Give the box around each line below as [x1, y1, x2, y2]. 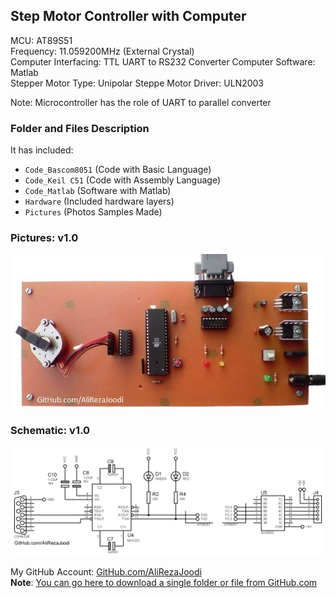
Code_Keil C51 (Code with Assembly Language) [24, 174, 222, 186]
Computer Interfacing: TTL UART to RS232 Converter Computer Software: [10, 55, 316, 68]
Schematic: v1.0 [10, 424, 90, 438]
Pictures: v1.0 [10, 231, 79, 245]
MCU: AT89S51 [10, 34, 73, 46]
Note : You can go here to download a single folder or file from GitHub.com [10, 576, 318, 588]
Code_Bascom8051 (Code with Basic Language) [24, 164, 212, 176]
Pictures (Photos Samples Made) [24, 206, 163, 218]
